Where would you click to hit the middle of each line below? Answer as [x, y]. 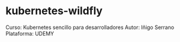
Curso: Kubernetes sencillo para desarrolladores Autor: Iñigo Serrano [90, 27]
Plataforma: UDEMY [30, 33]
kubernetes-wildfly [54, 11]
